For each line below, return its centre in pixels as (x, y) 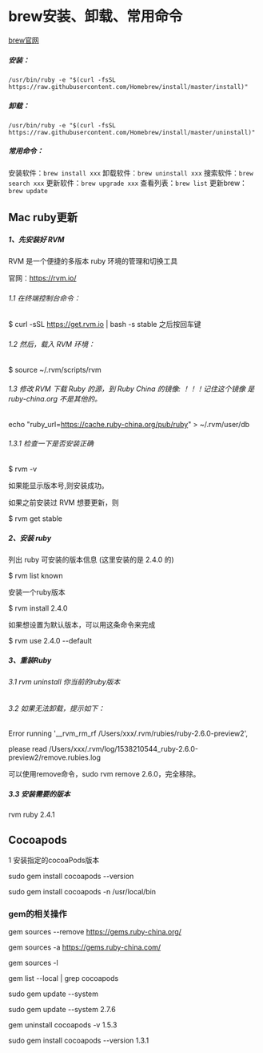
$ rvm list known (36, 575)
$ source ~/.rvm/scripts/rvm (55, 369)
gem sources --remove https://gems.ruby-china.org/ (95, 932)
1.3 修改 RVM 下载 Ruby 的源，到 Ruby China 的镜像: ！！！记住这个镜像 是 (131, 389)
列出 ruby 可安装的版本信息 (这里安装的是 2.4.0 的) (91, 559)
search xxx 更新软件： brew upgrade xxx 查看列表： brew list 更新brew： (128, 183)
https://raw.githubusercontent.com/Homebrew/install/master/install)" (128, 87)
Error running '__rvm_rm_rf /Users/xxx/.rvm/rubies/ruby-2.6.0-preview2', (128, 733)
